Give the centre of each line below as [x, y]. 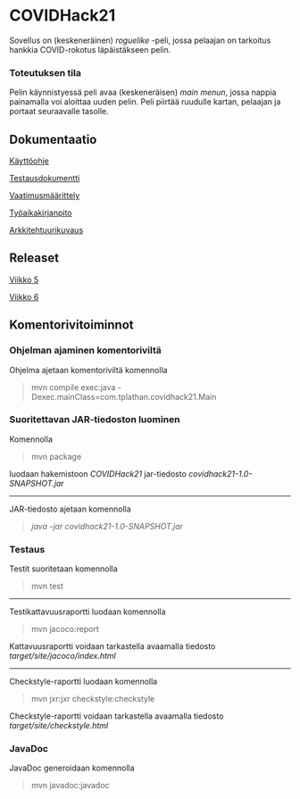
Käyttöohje [29, 161]
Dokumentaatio [53, 139]
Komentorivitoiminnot [71, 325]
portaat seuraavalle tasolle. [59, 112]
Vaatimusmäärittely [45, 196]
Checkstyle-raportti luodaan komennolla [83, 682]
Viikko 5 [24, 279]
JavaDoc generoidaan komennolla [72, 768]
